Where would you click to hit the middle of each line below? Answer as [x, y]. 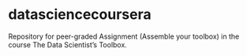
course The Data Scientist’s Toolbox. [68, 44]
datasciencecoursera [80, 15]
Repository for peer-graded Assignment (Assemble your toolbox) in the [124, 36]
